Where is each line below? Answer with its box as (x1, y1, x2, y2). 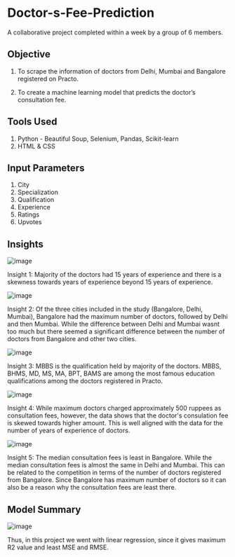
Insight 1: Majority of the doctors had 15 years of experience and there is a (7, 270, 222, 279)
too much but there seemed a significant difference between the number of (7, 327, 225, 336)
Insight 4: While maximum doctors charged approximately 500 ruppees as (7, 404, 222, 413)
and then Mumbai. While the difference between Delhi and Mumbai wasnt (7, 320, 220, 329)
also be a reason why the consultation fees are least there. (7, 483, 177, 492)
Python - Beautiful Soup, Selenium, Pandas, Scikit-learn (17, 135, 179, 143)
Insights (7, 238, 44, 250)
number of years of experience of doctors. (7, 426, 130, 435)
